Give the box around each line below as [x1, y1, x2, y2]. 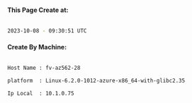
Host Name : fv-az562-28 [7, 64, 81, 72]
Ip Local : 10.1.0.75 [7, 90, 74, 97]
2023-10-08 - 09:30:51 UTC [7, 28, 87, 35]
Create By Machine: [7, 42, 67, 51]
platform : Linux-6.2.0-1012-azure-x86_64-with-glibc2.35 [7, 78, 186, 85]
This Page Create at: [7, 6, 69, 14]
